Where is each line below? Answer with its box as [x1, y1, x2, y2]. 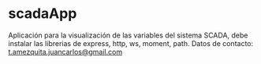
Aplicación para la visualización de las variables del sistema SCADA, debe [8, 30, 248, 40]
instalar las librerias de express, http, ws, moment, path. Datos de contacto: [8, 38, 254, 48]
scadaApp [8, 5, 77, 23]
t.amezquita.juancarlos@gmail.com [8, 47, 123, 56]
